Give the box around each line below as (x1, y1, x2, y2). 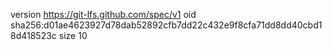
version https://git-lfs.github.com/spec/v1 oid (10, 9, 197, 20)
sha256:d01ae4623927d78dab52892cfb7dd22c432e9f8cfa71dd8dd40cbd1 (10, 19, 323, 31)
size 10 (58, 30, 88, 41)
